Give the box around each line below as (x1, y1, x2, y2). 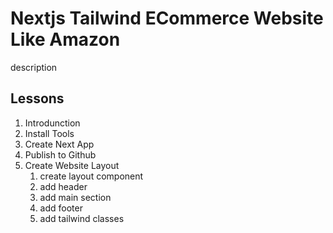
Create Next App (24, 138, 95, 150)
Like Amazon (10, 28, 121, 51)
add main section (39, 191, 112, 203)
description (10, 61, 58, 73)
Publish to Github (24, 148, 97, 161)
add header (39, 180, 88, 192)
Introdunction (24, 117, 81, 129)
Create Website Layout (24, 159, 120, 171)
